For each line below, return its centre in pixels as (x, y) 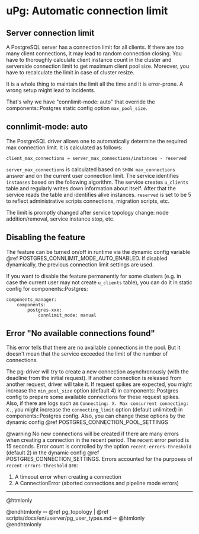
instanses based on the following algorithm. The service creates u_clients (97, 182)
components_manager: (32, 299)
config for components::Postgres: (47, 288)
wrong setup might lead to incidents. (51, 90)
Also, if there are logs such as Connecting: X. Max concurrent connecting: (97, 403)
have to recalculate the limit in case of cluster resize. (70, 72)
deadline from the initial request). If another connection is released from (94, 378)
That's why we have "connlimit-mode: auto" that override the (81, 102)
